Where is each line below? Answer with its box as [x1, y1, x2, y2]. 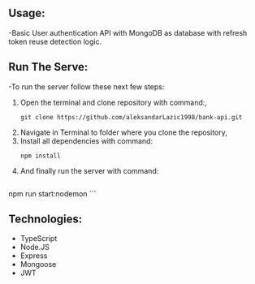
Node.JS [19, 243, 50, 252]
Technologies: [8, 213, 83, 226]
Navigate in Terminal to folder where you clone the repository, [19, 127, 227, 137]
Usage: [8, 6, 46, 20]
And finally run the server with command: [19, 166, 159, 175]
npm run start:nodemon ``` [8, 188, 97, 198]
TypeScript [19, 234, 58, 243]
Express [19, 251, 48, 260]
